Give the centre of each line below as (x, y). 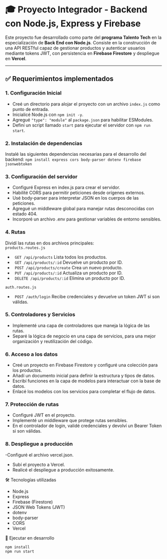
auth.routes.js (21, 287)
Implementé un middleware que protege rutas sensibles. (70, 421)
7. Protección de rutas (32, 405)
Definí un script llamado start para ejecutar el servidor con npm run (81, 125)
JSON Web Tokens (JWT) (39, 507)
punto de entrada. (31, 109)
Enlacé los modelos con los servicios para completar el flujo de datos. (84, 392)
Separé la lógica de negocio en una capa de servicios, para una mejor (84, 336)
